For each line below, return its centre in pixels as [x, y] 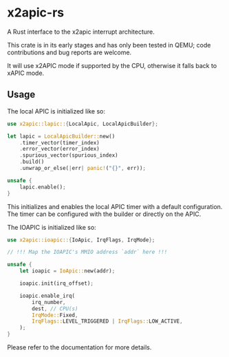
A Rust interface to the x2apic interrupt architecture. [81, 32]
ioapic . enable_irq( [47, 296]
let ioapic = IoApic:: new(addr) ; [67, 271]
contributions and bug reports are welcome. [69, 52]
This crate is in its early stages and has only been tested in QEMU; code [109, 45]
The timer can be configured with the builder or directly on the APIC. [104, 214]
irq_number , [49, 302]
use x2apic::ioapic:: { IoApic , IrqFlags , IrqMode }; [81, 240]
